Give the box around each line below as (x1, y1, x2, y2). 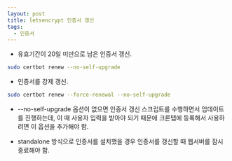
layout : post (7, 10, 46, 17)
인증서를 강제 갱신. (17, 78, 69, 86)
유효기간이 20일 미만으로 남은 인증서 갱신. (17, 50, 132, 58)
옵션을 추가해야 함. (38, 122, 89, 130)
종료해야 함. (17, 146, 50, 154)
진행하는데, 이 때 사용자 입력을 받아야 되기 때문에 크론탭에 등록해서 (25, 113, 207, 122)
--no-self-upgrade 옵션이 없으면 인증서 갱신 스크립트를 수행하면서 (17, 105, 200, 113)
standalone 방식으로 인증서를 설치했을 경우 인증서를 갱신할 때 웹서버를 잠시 (17, 137, 224, 146)
